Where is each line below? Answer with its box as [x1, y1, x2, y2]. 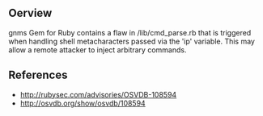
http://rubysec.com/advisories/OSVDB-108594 [19, 89, 177, 99]
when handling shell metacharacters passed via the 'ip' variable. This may [8, 36, 255, 46]
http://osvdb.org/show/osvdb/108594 [19, 98, 146, 108]
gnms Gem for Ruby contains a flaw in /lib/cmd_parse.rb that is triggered [8, 27, 252, 37]
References [8, 68, 68, 82]
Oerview [8, 6, 53, 20]
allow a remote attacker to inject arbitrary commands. [8, 44, 187, 55]
